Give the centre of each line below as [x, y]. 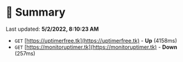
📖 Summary [36, 12]
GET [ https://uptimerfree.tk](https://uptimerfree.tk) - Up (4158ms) [96, 40]
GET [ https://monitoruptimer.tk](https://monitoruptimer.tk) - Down [96, 47]
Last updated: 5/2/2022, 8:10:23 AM [52, 29]
